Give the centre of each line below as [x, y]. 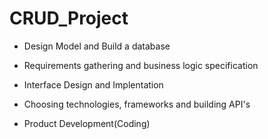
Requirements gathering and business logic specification [141, 65]
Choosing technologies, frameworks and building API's [137, 104]
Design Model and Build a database [97, 46]
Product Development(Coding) [87, 123]
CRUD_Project [69, 18]
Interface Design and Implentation [93, 84]
